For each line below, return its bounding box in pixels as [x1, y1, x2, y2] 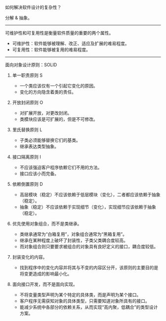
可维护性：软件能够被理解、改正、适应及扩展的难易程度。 [12, 41, 129, 46]
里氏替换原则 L [12, 127, 42, 133]
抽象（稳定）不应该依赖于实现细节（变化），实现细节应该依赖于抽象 [19, 204, 157, 210]
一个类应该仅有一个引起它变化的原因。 [19, 83, 98, 89]
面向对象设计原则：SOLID [5, 62, 57, 68]
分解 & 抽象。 [5, 15, 32, 21]
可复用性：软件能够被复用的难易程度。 [12, 46, 90, 52]
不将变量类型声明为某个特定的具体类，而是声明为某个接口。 [19, 292, 141, 298]
